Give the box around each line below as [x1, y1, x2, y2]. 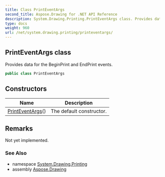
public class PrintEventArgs [5, 71, 65, 76]
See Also [5, 150, 27, 157]
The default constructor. [51, 107, 107, 114]
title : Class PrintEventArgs [5, 7, 65, 12]
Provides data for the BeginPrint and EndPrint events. [5, 61, 113, 67]
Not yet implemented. [5, 138, 49, 143]
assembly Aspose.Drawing [12, 166, 67, 172]
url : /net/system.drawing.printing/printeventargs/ [5, 30, 113, 35]
